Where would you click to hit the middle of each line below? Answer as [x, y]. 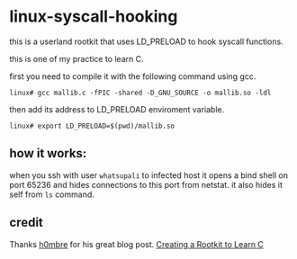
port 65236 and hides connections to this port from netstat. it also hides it [146, 184]
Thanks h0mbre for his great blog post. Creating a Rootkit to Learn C [136, 244]
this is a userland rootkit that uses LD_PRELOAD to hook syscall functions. [146, 41]
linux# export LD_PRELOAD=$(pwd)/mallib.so [92, 126]
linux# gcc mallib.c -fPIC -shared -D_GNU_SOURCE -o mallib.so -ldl [140, 93]
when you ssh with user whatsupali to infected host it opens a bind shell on [148, 175]
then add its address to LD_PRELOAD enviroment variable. [117, 109]
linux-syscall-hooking [94, 17]
